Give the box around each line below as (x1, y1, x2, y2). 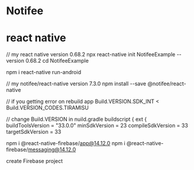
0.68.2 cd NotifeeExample (25, 57, 89, 65)
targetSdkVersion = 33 (6, 129, 62, 136)
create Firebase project (6, 158, 63, 165)
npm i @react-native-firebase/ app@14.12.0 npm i (6, 140, 125, 147)
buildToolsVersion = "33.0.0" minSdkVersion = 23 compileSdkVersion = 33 (6, 122, 188, 129)
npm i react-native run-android (6, 69, 82, 76)
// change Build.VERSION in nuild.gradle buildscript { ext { (6, 116, 147, 123)
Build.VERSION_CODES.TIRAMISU (6, 104, 89, 111)
